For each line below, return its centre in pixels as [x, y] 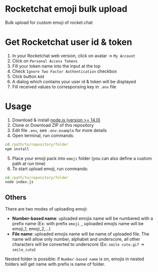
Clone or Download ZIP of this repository [53, 125]
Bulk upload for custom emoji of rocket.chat [49, 22]
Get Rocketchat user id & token [69, 42]
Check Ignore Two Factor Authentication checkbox [64, 71]
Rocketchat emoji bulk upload [66, 9]
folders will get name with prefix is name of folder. [55, 264]
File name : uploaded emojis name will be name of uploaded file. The [81, 234]
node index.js [19, 182]
